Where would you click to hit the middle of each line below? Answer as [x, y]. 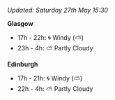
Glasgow [20, 23]
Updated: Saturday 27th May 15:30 [58, 10]
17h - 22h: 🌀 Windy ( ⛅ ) [51, 37]
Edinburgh [23, 64]
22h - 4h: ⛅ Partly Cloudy [55, 89]
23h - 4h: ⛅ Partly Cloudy [55, 48]
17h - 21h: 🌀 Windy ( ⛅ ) [50, 78]
